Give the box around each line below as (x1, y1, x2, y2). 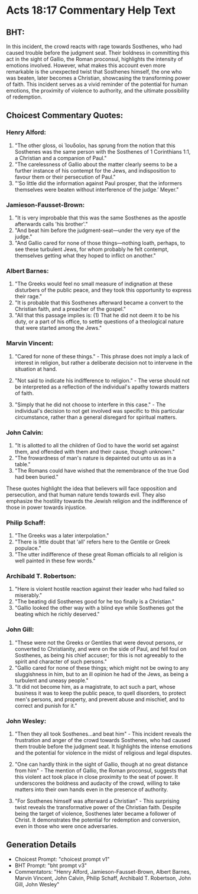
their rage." (14, 293, 43, 300)
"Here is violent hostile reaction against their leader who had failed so (14, 586, 184, 593)
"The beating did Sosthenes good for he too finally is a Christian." (14, 598, 175, 605)
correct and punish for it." (14, 702, 77, 709)
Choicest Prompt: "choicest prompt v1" (14, 855, 110, 863)
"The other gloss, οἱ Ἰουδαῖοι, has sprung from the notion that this (14, 142, 176, 149)
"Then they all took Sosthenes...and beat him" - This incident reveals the (14, 730, 192, 737)
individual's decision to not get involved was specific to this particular (14, 407, 185, 414)
